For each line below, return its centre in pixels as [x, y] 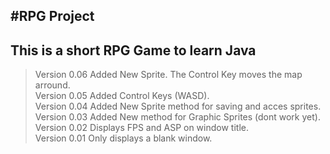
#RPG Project [52, 16]
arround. [52, 85]
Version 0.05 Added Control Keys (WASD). [122, 96]
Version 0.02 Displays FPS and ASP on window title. [141, 128]
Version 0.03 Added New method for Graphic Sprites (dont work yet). [177, 117]
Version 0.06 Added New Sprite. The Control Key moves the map [168, 75]
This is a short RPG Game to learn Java [133, 50]
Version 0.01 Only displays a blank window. [123, 138]
